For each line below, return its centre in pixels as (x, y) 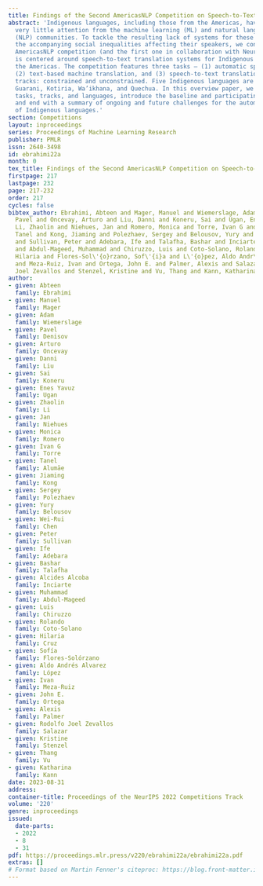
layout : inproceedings (45, 125)
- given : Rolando (36, 621)
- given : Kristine (38, 738)
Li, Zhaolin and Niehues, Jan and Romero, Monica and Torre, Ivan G (129, 227)
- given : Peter (33, 534)
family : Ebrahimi (43, 293)
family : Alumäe (40, 468)
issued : (21, 819)
